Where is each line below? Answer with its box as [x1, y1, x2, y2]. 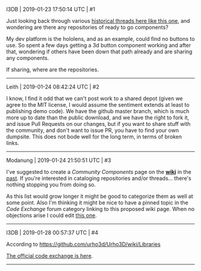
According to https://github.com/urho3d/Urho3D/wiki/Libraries [6, 240, 161, 248]
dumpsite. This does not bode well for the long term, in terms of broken [6, 133, 182, 140]
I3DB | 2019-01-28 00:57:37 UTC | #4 [6, 229, 99, 236]
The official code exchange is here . [6, 252, 93, 259]
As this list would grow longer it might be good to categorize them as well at [6, 192, 193, 200]
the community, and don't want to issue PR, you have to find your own [6, 127, 179, 134]
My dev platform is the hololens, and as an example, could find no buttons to [6, 35, 195, 42]
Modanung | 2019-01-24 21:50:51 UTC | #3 [6, 156, 112, 164]
